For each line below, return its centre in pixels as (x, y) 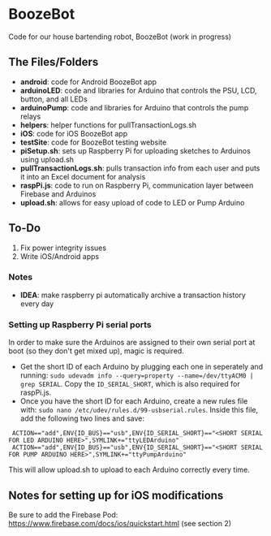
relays (30, 116)
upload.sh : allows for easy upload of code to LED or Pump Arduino (132, 202)
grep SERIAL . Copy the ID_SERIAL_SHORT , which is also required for (130, 384)
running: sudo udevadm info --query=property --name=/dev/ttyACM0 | (137, 375)
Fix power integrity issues (63, 248)
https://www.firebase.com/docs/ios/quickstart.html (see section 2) (120, 523)
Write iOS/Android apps (60, 256)
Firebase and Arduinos (58, 194)
